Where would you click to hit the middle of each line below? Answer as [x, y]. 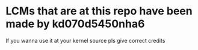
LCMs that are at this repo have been [99, 11]
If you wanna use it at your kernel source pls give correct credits [85, 40]
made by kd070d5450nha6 [75, 24]
